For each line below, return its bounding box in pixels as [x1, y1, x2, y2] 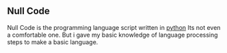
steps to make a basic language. [7, 37, 98, 46]
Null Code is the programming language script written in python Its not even [7, 23, 221, 31]
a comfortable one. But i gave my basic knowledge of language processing [7, 31, 218, 39]
